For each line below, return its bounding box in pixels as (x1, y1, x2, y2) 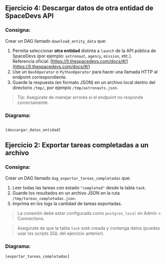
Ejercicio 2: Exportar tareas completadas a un (5, 141, 149, 150)
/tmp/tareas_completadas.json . (12, 195, 76, 201)
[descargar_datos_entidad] (5, 127, 61, 132)
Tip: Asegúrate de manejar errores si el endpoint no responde (17, 94, 144, 100)
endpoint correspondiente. (12, 74, 67, 80)
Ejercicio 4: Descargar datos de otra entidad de (5, 4, 154, 12)
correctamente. (17, 99, 49, 105)
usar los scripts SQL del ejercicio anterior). (17, 230, 105, 236)
